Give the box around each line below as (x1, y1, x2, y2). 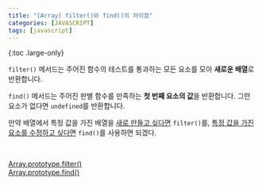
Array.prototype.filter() (8, 160, 82, 169)
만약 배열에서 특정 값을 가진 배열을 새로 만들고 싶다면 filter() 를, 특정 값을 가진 (8, 118, 254, 128)
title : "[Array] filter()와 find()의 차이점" (8, 11, 153, 20)
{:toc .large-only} (8, 48, 65, 58)
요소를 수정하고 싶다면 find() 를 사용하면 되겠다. (8, 128, 157, 137)
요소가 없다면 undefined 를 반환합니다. (8, 101, 125, 111)
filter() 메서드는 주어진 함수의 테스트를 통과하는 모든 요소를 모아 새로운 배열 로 (8, 64, 255, 74)
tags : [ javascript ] (8, 26, 73, 34)
